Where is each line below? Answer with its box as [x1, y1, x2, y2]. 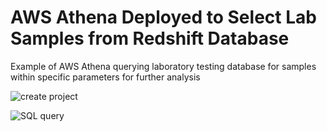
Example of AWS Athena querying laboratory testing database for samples [10, 60, 317, 72]
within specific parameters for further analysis [10, 71, 201, 83]
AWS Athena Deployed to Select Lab [10, 6, 317, 29]
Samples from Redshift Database [10, 27, 290, 50]
